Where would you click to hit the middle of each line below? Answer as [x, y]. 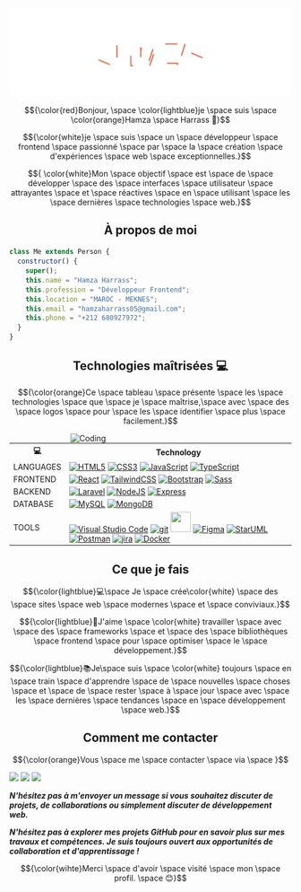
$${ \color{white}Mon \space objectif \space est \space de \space [150, 173]
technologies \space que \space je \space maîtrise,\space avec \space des [150, 401]
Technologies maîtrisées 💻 [150, 366]
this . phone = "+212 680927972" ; [86, 318]
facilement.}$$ [150, 421]
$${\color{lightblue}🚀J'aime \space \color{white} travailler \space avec [150, 621]
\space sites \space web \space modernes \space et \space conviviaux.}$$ [150, 604]
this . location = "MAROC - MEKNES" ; [92, 299]
